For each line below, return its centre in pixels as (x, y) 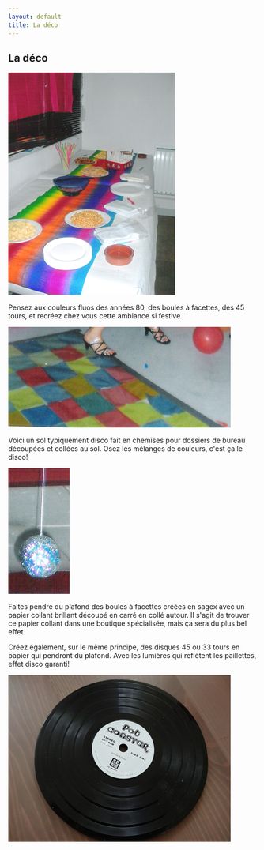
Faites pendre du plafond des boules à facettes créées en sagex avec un (126, 607)
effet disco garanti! (39, 664)
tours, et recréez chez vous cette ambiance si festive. (96, 316)
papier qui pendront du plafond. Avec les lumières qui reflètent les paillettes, (132, 656)
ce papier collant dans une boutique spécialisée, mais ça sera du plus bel (128, 623)
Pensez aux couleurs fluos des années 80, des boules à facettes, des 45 (126, 307)
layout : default (35, 17)
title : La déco (33, 25)
